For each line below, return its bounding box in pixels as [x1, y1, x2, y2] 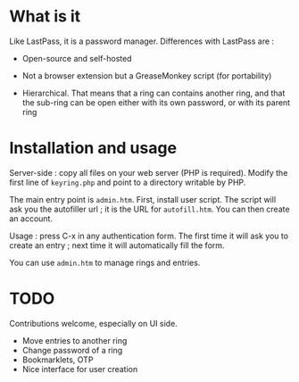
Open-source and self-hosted [21, 53, 132, 63]
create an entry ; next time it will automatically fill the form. [9, 239, 225, 251]
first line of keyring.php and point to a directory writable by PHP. [9, 177, 246, 187]
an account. [9, 212, 54, 224]
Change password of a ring [21, 345, 123, 355]
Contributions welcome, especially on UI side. [9, 318, 179, 328]
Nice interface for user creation [21, 363, 138, 374]
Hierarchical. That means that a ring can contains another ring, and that [21, 87, 286, 98]
